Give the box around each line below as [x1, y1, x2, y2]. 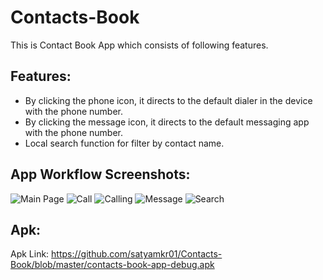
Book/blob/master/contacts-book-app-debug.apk [10, 259, 215, 271]
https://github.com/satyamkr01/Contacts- [51, 248, 223, 260]
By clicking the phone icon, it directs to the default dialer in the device [24, 94, 313, 106]
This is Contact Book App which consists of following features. [10, 39, 269, 51]
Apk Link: [10, 248, 50, 260]
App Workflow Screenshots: [10, 166, 191, 183]
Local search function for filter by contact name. [24, 137, 225, 149]
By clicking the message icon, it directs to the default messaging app [24, 116, 310, 128]
